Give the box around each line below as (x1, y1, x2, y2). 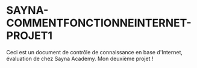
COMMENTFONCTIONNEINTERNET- (6, 16, 192, 30)
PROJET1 (6, 29, 53, 42)
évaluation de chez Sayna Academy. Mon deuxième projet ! (6, 55, 154, 62)
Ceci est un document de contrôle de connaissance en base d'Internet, (6, 48, 183, 55)
